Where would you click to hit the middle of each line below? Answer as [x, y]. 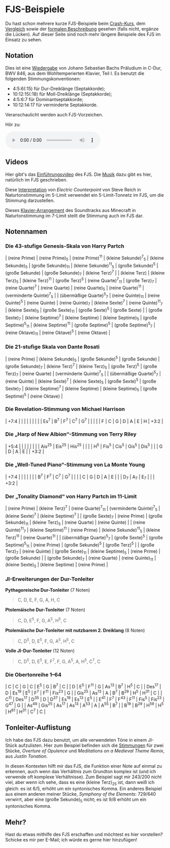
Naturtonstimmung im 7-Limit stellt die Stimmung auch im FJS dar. [74, 216]
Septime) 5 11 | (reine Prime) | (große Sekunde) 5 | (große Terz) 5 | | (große [80, 545]
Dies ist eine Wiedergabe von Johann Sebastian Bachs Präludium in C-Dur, [83, 68]
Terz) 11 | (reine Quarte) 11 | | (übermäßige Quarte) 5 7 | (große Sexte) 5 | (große [84, 538]
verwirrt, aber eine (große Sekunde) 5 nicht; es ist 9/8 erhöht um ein [76, 800]
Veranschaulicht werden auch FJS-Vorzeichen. [54, 114]
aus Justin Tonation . [27, 756]
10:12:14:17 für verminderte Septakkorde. [55, 105]
